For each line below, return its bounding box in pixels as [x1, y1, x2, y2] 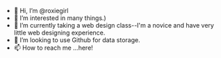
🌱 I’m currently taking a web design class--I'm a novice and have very [13, 21, 214, 29]
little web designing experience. [13, 28, 106, 37]
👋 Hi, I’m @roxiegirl [13, 7, 69, 14]
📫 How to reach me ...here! [13, 43, 94, 52]
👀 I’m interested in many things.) [13, 14, 106, 22]
